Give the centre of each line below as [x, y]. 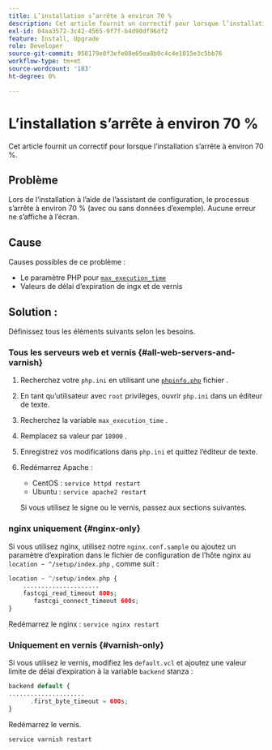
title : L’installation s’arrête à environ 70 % [90, 16]
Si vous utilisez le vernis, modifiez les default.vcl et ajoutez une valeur [127, 663]
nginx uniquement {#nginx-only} [74, 528]
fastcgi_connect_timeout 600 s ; [86, 601]
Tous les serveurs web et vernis [72, 352]
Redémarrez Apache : [56, 468]
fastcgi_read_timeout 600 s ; [70, 593]
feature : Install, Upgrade [54, 39]
